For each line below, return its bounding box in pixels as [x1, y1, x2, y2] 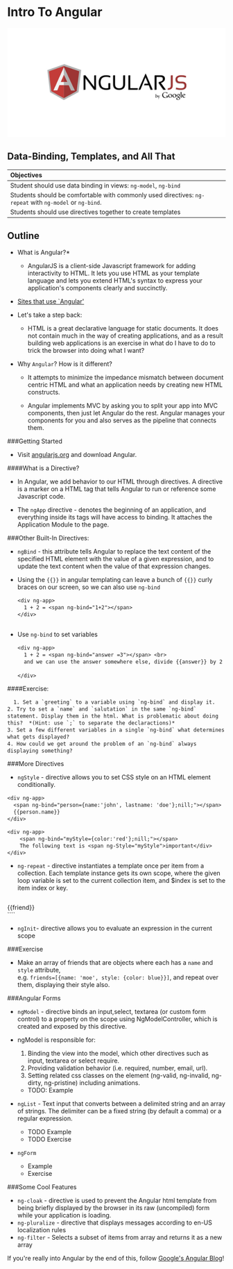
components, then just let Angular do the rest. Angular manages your [27, 409, 225, 417]
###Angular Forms [7, 994, 61, 1002]
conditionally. [17, 781, 56, 789]
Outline [7, 230, 40, 242]
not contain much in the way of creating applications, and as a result [27, 331, 223, 340]
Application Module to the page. [17, 520, 110, 529]
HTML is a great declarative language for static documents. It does [27, 324, 218, 333]
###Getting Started [7, 437, 62, 445]
